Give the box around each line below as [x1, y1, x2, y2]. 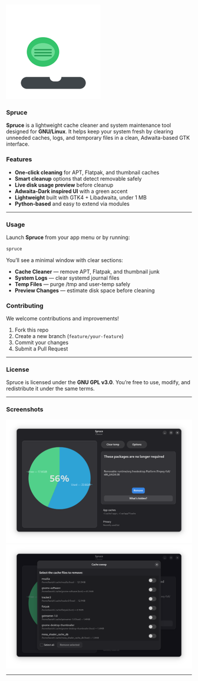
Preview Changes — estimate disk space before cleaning [14, 287, 155, 294]
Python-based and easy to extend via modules [14, 200, 130, 207]
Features [6, 155, 32, 163]
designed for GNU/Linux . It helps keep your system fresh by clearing [6, 128, 174, 135]
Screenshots [6, 405, 44, 414]
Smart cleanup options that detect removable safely [14, 175, 142, 182]
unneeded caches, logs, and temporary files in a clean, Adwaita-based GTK [6, 135, 190, 142]
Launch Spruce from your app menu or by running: [6, 234, 130, 241]
